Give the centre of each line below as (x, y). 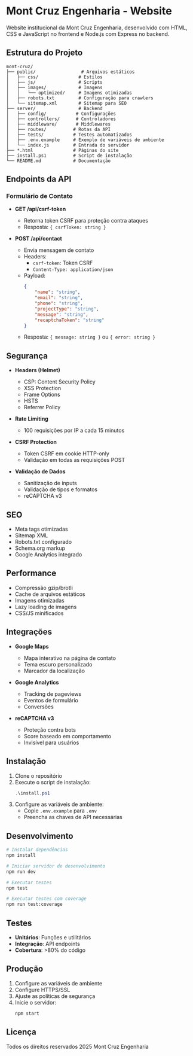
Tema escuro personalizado (58, 664)
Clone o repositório (39, 775)
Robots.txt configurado (43, 542)
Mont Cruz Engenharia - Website (89, 11)
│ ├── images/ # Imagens (54, 87)
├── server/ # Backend (54, 108)
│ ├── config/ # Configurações (61, 114)
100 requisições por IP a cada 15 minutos (74, 430)
